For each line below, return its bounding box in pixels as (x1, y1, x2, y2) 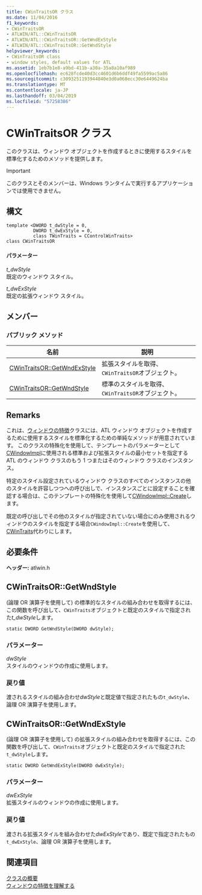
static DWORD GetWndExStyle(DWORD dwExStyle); (6, 763, 125, 769)
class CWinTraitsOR (6, 239, 55, 245)
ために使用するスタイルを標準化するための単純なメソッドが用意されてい (11, 435, 191, 442)
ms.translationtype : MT (6, 82, 66, 88)
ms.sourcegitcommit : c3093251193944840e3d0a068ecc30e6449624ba (6, 76, 168, 82)
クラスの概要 (6, 875, 38, 882)
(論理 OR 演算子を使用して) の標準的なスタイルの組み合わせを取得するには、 (6, 598, 196, 606)
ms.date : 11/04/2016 (6, 14, 58, 20)
